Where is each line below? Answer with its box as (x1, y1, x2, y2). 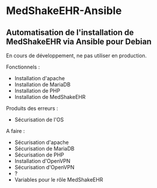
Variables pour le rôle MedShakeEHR (14, 176, 103, 183)
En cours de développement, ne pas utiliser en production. (6, 52, 147, 59)
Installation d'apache (14, 75, 65, 81)
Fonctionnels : (6, 63, 40, 70)
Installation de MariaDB (14, 81, 71, 88)
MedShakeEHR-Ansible (6, 4, 122, 18)
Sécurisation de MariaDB (14, 145, 75, 152)
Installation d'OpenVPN (14, 158, 71, 165)
